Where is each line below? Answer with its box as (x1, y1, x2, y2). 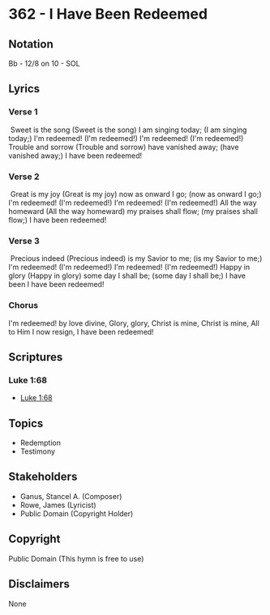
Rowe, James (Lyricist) (19, 500, 96, 510)
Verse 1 (8, 106, 38, 117)
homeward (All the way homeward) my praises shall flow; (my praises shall (8, 206, 258, 216)
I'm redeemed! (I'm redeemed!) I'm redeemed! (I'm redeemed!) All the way (8, 198, 257, 207)
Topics (8, 416, 44, 430)
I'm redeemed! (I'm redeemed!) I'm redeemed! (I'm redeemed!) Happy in (8, 263, 250, 272)
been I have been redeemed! (8, 280, 105, 289)
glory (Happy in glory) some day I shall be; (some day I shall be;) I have (8, 271, 246, 280)
